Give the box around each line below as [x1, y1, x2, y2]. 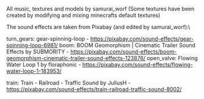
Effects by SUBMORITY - [6, 48, 69, 55]
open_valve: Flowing [147, 55, 199, 61]
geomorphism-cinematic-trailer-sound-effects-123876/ [6, 55, 146, 61]
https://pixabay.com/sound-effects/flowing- [82, 61, 194, 68]
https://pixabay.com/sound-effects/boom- [70, 48, 177, 55]
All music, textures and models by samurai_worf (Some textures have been [6, 5, 195, 12]
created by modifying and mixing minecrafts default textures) [6, 12, 161, 19]
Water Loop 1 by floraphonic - [6, 61, 81, 68]
